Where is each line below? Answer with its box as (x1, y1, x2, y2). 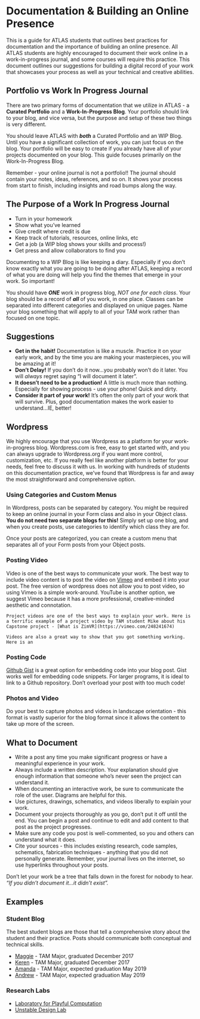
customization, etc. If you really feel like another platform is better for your (6, 457, 189, 464)
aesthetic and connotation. (6, 601, 72, 609)
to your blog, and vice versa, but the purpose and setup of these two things (6, 114, 192, 121)
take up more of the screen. (6, 720, 75, 728)
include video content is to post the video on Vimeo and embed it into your (6, 576, 190, 583)
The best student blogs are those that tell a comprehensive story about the (6, 928, 190, 935)
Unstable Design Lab (14, 1006, 67, 1014)
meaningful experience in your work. (14, 760, 106, 767)
